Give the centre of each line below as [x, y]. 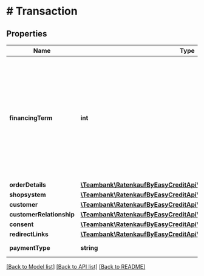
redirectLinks [29, 234]
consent [22, 224]
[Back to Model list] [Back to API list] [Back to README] [76, 267]
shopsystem [28, 195]
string [89, 248]
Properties [27, 34]
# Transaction [42, 11]
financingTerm [31, 118]
